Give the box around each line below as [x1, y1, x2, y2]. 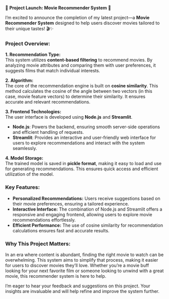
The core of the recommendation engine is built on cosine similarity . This [5, 83, 158, 89]
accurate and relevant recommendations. [5, 99, 91, 105]
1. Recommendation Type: [5, 52, 61, 58]
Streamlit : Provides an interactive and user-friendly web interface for [12, 134, 156, 141]
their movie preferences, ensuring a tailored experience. [12, 201, 129, 207]
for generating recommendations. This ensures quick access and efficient [5, 166, 158, 172]
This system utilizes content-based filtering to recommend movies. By [5, 57, 152, 63]
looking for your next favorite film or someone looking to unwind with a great [5, 268, 164, 274]
